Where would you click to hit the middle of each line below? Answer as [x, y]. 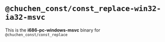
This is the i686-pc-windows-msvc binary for [53, 30]
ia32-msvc [25, 18]
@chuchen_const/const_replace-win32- [83, 9]
